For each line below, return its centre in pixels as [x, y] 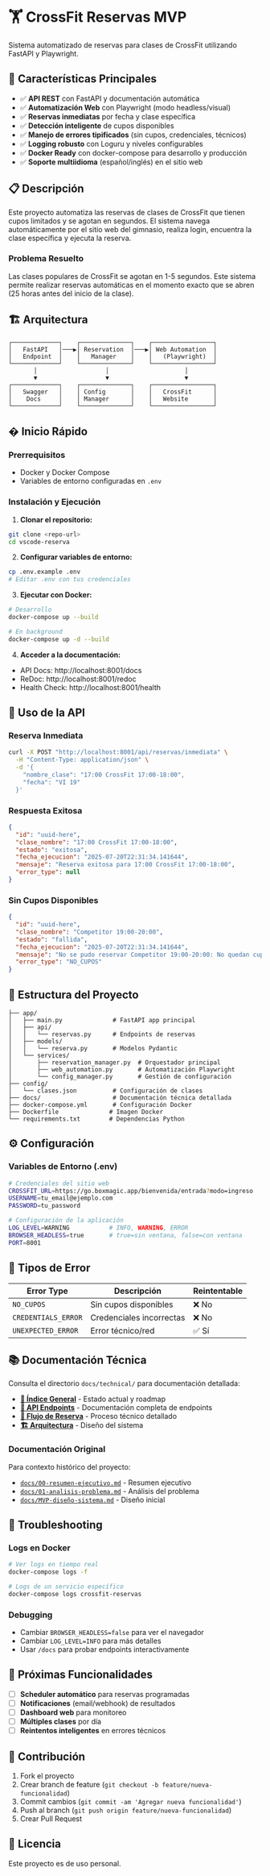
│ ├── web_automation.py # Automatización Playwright [122, 1070]
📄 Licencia [35, 1844]
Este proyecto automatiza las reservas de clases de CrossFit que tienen [127, 212]
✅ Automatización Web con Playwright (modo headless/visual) [125, 107]
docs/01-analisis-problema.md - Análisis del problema [109, 1491]
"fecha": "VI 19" [52, 782]
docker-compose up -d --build [59, 639]
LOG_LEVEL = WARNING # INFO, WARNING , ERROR [98, 1228]
